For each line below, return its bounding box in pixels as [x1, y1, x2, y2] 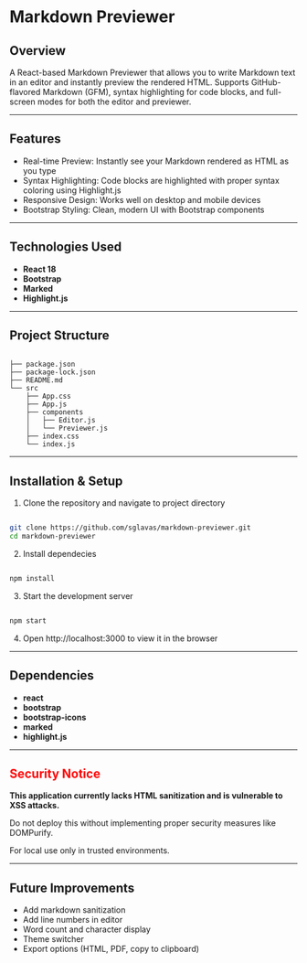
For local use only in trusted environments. [9, 845, 171, 856]
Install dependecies [22, 549, 97, 559]
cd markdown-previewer [9, 532, 96, 541]
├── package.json [9, 359, 76, 369]
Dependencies [9, 668, 94, 683]
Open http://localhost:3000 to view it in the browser [22, 633, 218, 644]
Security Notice [9, 765, 101, 781]
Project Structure [9, 327, 110, 344]
